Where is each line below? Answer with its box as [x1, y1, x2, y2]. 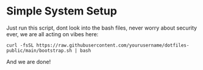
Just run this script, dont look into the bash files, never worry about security [6, 24, 197, 31]
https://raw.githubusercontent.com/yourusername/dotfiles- [36, 42, 190, 48]
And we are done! [6, 58, 51, 65]
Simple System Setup [6, 4, 118, 18]
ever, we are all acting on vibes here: [6, 30, 99, 37]
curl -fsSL [6, 42, 34, 48]
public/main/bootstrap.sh [6, 47, 72, 54]
